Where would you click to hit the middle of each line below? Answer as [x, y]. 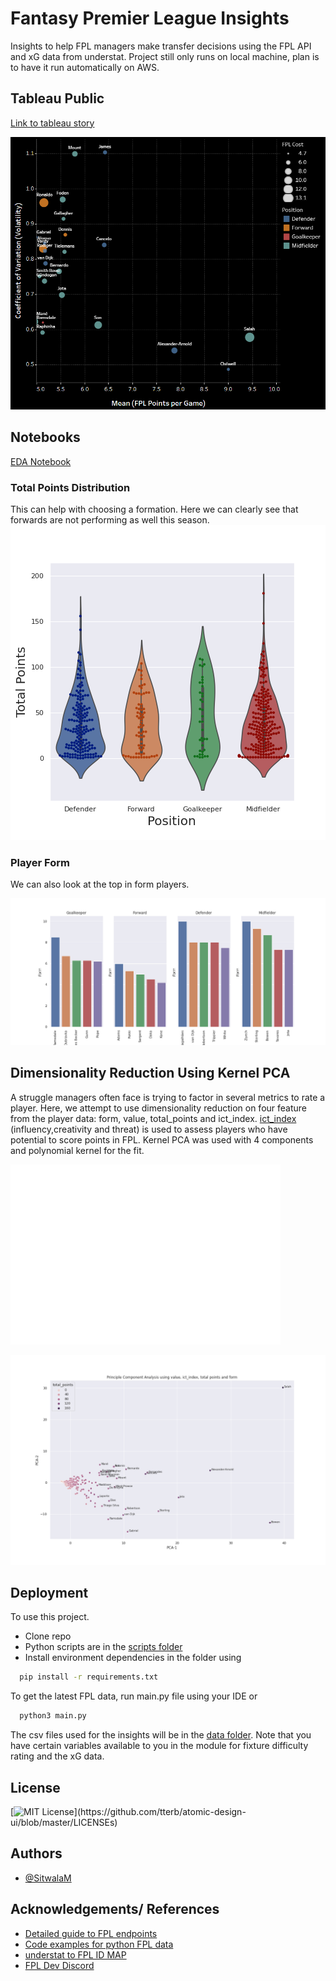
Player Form [40, 862]
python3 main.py [53, 1716]
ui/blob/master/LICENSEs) [64, 1822]
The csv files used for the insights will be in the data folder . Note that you [161, 1735]
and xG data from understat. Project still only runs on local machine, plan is [165, 56]
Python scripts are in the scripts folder [103, 1647]
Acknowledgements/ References [115, 1909]
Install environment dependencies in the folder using [133, 1658]
